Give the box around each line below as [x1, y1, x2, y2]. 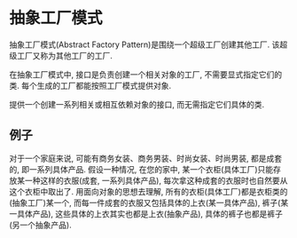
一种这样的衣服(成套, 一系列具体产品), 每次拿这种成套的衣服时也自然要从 [24, 175, 288, 186]
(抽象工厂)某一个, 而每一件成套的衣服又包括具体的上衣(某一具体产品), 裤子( [9, 197, 281, 208]
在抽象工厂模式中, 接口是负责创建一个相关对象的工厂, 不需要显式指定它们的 [9, 68, 282, 80]
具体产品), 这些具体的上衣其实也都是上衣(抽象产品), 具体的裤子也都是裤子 [16, 208, 284, 218]
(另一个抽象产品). [9, 219, 73, 230]
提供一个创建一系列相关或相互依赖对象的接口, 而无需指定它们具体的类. [9, 99, 265, 109]
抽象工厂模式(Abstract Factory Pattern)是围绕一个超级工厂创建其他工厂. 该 [9, 39, 280, 50]
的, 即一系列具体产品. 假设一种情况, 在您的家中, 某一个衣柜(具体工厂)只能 [9, 163, 274, 174]
